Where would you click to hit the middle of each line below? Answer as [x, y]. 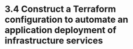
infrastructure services [54, 41]
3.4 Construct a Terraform [60, 9]
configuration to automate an [66, 20]
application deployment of [60, 30]
